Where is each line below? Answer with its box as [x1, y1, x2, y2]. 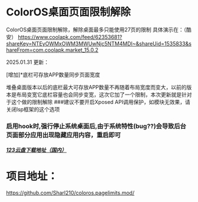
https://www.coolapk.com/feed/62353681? [17, 33, 123, 40]
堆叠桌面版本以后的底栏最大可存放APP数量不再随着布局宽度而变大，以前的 [6, 83, 187, 90]
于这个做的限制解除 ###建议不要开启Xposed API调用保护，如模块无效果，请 [6, 98, 190, 105]
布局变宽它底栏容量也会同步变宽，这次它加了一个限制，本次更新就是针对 [16, 91, 192, 98]
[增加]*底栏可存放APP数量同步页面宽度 [6, 71, 100, 78]
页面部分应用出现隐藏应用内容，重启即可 [6, 131, 121, 139]
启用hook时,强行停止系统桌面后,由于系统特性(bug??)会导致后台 [6, 122, 187, 130]
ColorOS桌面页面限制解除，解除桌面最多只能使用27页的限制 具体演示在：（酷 [6, 26, 192, 33]
